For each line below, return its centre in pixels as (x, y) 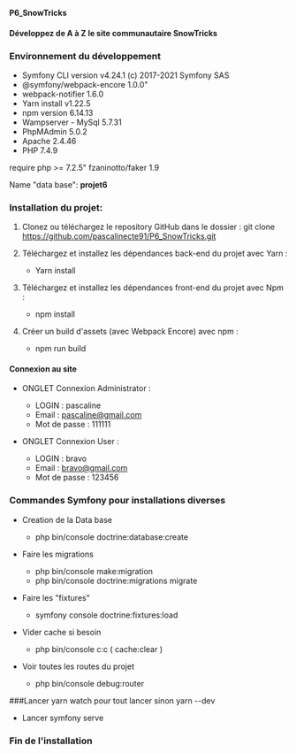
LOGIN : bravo (61, 458)
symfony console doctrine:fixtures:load (106, 615)
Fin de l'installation (51, 741)
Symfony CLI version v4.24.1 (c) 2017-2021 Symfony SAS (125, 75)
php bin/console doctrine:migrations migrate (116, 580)
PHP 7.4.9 (40, 150)
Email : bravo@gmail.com (81, 468)
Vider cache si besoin (61, 632)
